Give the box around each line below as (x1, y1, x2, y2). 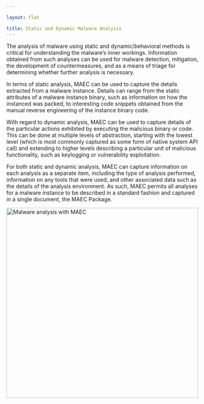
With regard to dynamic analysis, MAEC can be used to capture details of (6, 118, 192, 126)
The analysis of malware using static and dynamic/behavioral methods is (6, 42, 191, 50)
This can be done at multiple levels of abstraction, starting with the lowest (6, 131, 193, 139)
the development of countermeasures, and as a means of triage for (6, 62, 176, 69)
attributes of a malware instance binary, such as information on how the (6, 93, 188, 101)
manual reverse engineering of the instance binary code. (6, 106, 149, 114)
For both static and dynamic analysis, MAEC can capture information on (6, 163, 188, 170)
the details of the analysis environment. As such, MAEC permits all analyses (6, 182, 198, 190)
